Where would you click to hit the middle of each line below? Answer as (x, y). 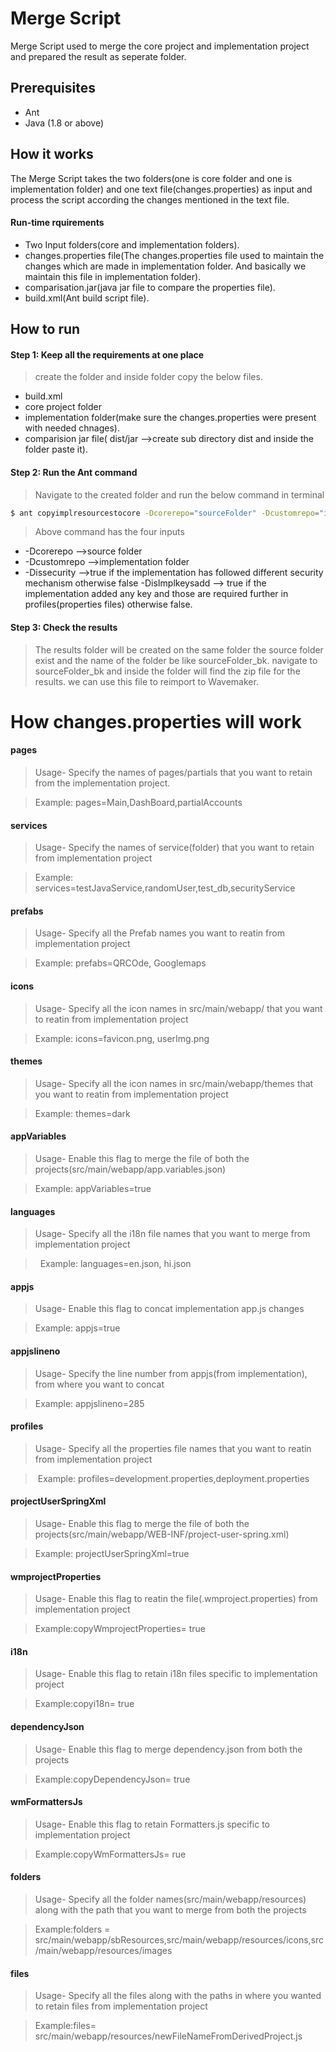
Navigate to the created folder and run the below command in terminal (179, 494)
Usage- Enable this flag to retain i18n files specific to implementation (176, 1674)
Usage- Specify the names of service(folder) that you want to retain (174, 848)
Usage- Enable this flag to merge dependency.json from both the (168, 1749)
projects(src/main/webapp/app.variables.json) (130, 1169)
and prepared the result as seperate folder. (98, 56)
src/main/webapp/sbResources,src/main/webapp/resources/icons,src (179, 1940)
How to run (45, 329)
